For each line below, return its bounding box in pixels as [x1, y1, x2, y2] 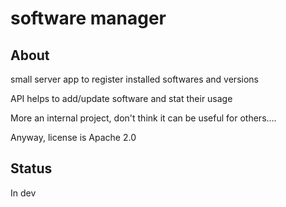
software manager [10, 7, 167, 30]
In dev [10, 187, 37, 199]
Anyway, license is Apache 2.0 [10, 132, 137, 143]
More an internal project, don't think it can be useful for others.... [10, 112, 277, 124]
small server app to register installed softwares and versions [10, 73, 259, 85]
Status [10, 160, 53, 177]
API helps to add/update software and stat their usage [10, 93, 233, 104]
